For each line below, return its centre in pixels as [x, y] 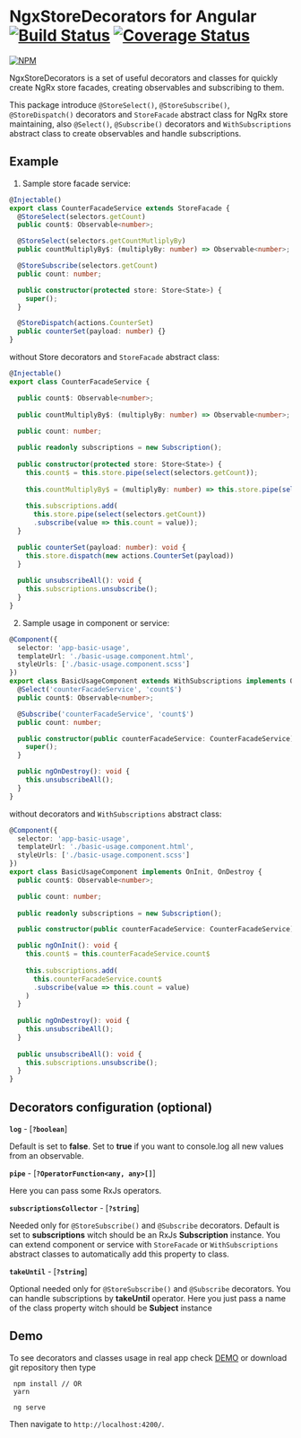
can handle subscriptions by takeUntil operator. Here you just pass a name [148, 1298]
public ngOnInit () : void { [68, 946]
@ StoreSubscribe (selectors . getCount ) [88, 266]
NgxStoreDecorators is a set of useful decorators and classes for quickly [144, 77]
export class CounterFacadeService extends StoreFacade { [120, 208]
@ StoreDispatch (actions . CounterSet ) [86, 323]
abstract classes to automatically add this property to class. [120, 1254]
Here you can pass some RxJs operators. [86, 1190]
